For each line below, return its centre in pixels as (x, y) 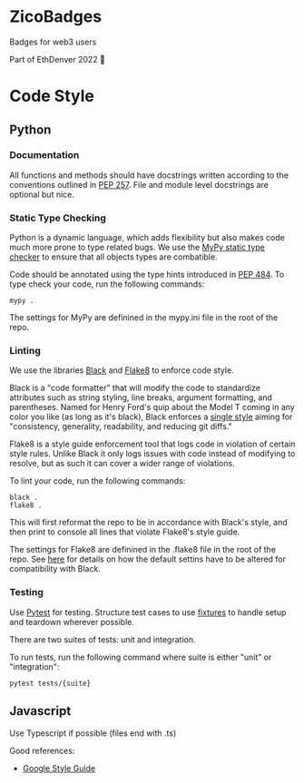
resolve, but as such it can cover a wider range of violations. (122, 464)
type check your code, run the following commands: (107, 284)
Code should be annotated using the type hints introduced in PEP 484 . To (147, 275)
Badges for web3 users (53, 42)
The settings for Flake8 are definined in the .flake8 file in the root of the (143, 550)
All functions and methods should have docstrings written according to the (149, 175)
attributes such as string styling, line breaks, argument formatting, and (141, 397)
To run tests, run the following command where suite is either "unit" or (141, 657)
